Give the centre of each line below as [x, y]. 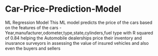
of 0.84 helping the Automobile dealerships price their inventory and [73, 38]
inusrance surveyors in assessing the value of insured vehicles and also [77, 43]
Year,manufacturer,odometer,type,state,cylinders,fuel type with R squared [79, 33]
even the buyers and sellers [33, 48]
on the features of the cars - [33, 27]
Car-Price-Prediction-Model [63, 9]
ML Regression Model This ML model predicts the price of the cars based [79, 22]
